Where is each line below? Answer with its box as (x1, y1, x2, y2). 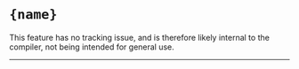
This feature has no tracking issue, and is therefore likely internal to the (9, 32, 270, 42)
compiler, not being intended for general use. (9, 42, 175, 52)
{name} (9, 6, 58, 23)
